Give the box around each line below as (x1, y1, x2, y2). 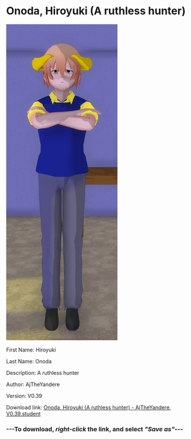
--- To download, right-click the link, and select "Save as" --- (6, 425, 184, 433)
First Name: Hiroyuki (6, 346, 56, 353)
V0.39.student (6, 410, 41, 417)
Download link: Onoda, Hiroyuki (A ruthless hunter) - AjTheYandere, (6, 403, 171, 411)
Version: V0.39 (6, 392, 43, 399)
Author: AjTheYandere (6, 381, 61, 388)
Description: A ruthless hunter (6, 369, 79, 376)
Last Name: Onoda (6, 358, 52, 365)
